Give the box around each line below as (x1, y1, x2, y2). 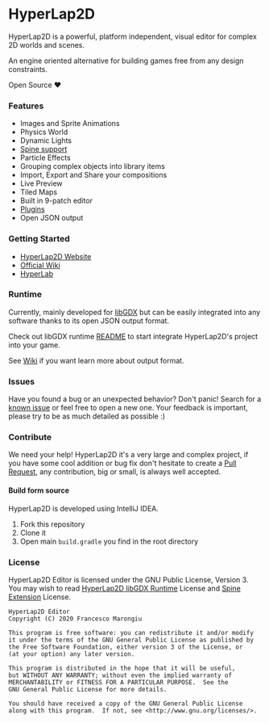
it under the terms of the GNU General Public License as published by (8, 636, 254, 644)
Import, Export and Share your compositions (19, 170, 168, 180)
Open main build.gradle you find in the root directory (19, 536, 199, 546)
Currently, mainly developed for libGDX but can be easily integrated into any (8, 307, 261, 317)
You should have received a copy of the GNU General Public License (8, 700, 243, 708)
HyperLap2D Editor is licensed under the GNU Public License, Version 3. (8, 574, 249, 584)
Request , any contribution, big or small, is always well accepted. (8, 467, 221, 477)
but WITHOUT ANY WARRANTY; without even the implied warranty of (8, 671, 232, 679)
